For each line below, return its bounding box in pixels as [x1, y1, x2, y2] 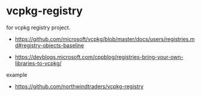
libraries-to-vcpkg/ [14, 60, 62, 67]
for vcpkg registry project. [6, 24, 71, 31]
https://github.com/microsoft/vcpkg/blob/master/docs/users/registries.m [14, 35, 195, 42]
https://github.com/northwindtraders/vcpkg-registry [14, 82, 144, 90]
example [6, 71, 28, 78]
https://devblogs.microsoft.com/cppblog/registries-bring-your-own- [14, 53, 184, 60]
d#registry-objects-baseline [14, 42, 84, 49]
